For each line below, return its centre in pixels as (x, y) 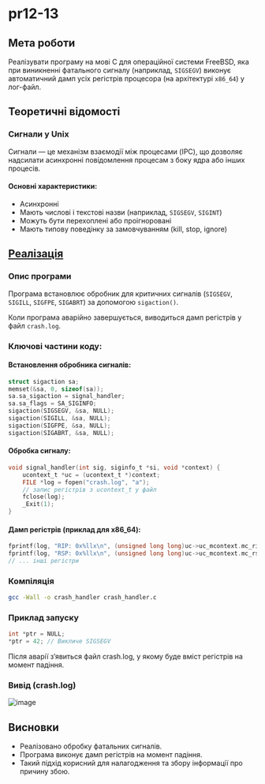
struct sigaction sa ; (44, 381)
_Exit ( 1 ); (39, 505)
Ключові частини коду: (55, 346)
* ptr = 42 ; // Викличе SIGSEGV (60, 641)
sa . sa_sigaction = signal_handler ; (67, 396)
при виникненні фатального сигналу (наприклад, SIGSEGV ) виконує (119, 70)
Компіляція (31, 581)
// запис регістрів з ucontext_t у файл (90, 490)
